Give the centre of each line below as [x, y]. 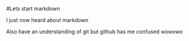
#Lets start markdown [33, 9]
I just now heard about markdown [47, 20]
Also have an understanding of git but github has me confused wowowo [94, 31]
